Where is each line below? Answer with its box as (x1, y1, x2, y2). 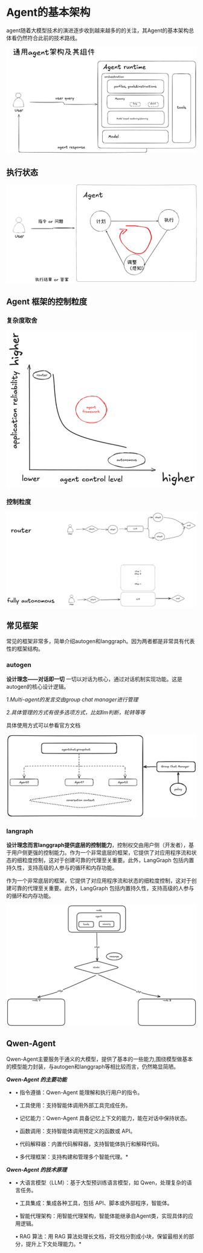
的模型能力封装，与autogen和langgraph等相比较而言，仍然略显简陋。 (6, 1063, 179, 1070)
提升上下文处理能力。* (25, 1240, 82, 1248)
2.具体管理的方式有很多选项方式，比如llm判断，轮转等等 (6, 709, 146, 716)
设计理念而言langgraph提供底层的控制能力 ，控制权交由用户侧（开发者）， (6, 841, 189, 849)
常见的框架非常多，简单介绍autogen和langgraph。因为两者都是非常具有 (6, 638, 184, 645)
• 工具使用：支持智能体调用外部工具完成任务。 (14, 1101, 131, 1109)
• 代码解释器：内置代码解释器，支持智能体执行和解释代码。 (14, 1140, 163, 1148)
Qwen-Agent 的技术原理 (6, 1166, 67, 1173)
